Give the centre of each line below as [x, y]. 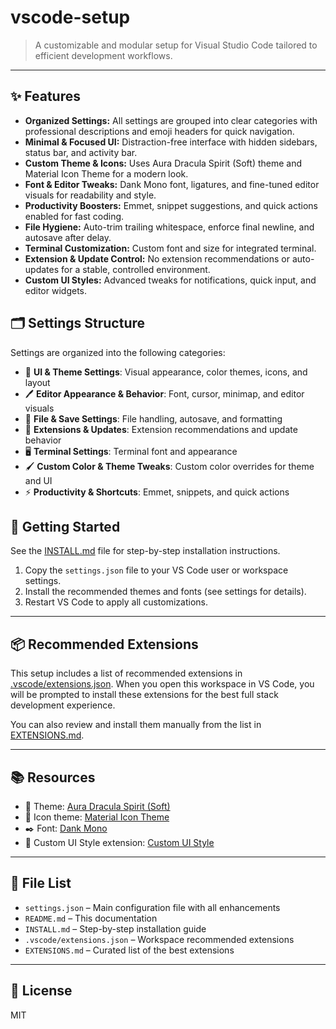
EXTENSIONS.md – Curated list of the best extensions [129, 950]
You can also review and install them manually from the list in [136, 725]
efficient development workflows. [103, 55]
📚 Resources [53, 777]
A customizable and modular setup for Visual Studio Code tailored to [176, 45]
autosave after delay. [68, 237]
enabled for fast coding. [74, 216]
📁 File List [41, 883]
